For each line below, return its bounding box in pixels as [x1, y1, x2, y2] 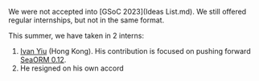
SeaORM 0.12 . [19, 55, 67, 64]
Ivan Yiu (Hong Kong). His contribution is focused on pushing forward [19, 47, 251, 55]
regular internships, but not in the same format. [8, 15, 165, 25]
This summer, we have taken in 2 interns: [8, 31, 145, 40]
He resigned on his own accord [19, 63, 125, 73]
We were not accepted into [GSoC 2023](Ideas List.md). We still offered [8, 7, 247, 16]
